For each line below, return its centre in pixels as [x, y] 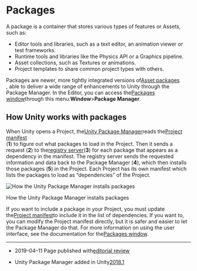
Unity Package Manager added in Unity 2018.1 [69, 262]
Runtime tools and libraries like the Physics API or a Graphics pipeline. [99, 56]
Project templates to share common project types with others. [89, 68]
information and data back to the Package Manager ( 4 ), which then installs [96, 162]
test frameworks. [35, 50]
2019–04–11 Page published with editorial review [72, 251]
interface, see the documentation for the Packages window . [77, 234]
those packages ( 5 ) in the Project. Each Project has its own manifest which [96, 169]
